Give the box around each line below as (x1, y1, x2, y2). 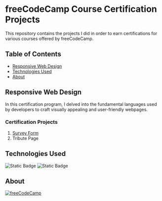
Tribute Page (12, 135, 39, 141)
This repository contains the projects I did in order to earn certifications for (5, 30, 157, 36)
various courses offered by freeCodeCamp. (5, 36, 94, 42)
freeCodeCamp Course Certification (5, 3, 157, 15)
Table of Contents (5, 50, 62, 58)
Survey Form (12, 130, 39, 136)
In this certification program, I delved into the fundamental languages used (5, 101, 157, 107)
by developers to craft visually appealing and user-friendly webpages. (5, 106, 148, 112)
